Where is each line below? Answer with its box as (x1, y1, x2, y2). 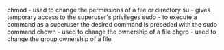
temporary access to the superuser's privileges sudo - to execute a (7, 13, 197, 21)
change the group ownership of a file (7, 35, 112, 43)
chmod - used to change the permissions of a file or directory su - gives (7, 6, 211, 14)
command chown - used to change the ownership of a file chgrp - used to (7, 27, 216, 36)
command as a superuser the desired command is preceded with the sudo (7, 21, 218, 28)
